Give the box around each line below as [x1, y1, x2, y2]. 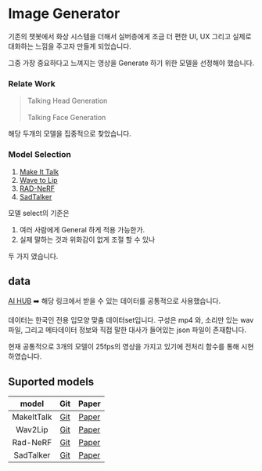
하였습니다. [8, 352, 42, 361]
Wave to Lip [19, 175, 58, 184]
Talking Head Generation [27, 96, 108, 106]
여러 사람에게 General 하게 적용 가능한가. [19, 225, 145, 234]
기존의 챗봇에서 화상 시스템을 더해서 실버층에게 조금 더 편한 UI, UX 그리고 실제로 [8, 31, 252, 41]
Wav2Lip [15, 425, 48, 436]
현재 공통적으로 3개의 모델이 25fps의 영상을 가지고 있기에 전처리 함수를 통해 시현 [8, 342, 254, 352]
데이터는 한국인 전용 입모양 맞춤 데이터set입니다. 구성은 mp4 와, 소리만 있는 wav [8, 316, 254, 325]
